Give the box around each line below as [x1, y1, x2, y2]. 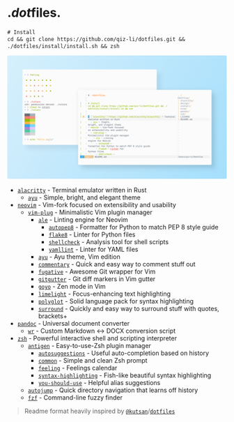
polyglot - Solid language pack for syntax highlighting [38, 297, 194, 306]
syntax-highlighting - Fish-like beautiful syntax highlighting [38, 371, 212, 379]
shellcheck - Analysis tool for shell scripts [48, 238, 169, 246]
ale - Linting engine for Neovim [38, 216, 129, 224]
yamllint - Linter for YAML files [48, 246, 139, 254]
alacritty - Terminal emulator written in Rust [17, 186, 147, 195]
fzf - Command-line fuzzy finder [27, 393, 123, 402]
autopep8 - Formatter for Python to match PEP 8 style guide [48, 223, 219, 232]
